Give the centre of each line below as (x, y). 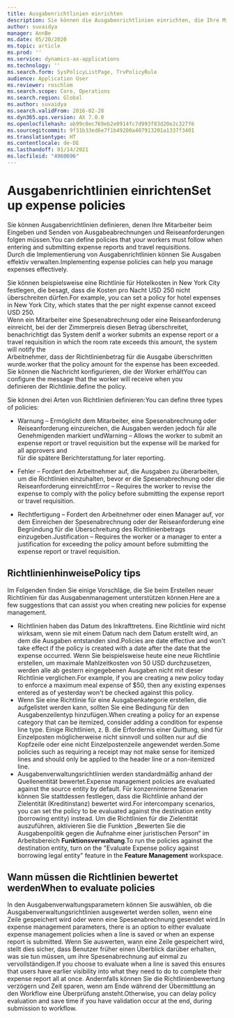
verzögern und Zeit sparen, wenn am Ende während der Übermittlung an (111, 986)
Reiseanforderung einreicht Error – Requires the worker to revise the (114, 486)
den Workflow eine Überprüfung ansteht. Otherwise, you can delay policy (112, 994)
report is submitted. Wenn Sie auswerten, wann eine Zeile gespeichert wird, (116, 942)
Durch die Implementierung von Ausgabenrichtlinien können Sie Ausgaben (114, 254)
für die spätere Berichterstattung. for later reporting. (91, 458)
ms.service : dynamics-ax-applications (63, 59)
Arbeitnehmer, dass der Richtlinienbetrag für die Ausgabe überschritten (110, 357)
